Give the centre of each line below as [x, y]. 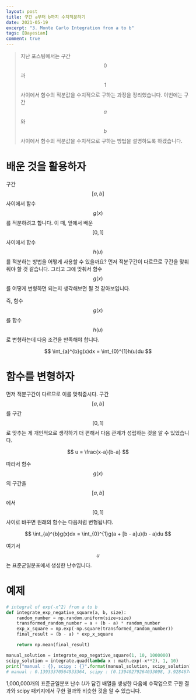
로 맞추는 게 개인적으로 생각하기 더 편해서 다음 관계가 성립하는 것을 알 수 [87, 433]
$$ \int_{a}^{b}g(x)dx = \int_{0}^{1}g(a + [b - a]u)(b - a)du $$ [98, 534]
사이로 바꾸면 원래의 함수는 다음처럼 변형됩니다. [60, 522]
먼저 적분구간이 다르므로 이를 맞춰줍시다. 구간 [57, 394]
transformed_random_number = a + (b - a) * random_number [88, 623]
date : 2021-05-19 [27, 22]
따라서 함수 [19, 464]
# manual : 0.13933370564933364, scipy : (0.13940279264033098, [86, 672]
